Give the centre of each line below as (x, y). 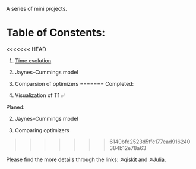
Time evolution (33, 60)
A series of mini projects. (37, 9)
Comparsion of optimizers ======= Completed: (74, 83)
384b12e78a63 (128, 148)
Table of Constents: (56, 33)
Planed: (15, 107)
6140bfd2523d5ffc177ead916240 (150, 142)
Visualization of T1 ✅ (40, 95)
